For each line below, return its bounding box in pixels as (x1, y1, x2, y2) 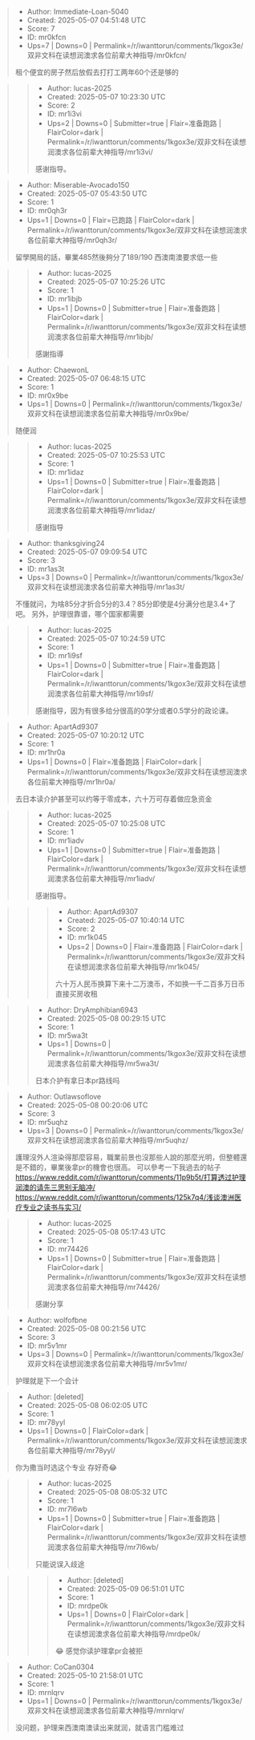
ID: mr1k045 (67, 933, 107, 941)
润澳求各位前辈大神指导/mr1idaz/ (47, 505, 156, 515)
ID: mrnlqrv (26, 1688, 65, 1697)
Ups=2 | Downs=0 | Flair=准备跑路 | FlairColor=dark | (67, 942, 244, 951)
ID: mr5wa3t (47, 1030, 88, 1040)
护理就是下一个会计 (14, 1376, 79, 1386)
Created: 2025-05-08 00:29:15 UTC (47, 1014, 166, 1023)
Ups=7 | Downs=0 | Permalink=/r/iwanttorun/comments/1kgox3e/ (26, 41, 244, 51)
